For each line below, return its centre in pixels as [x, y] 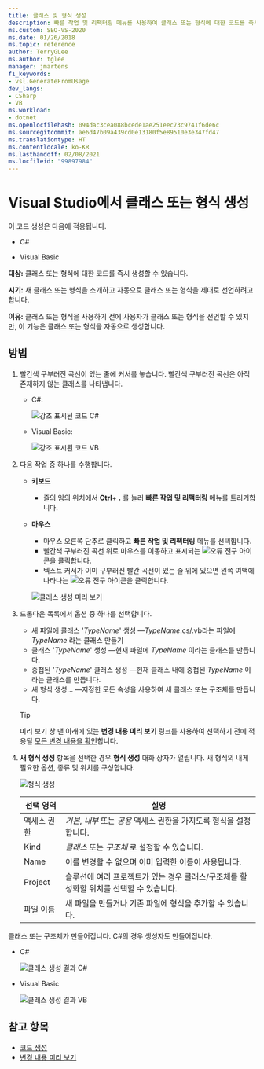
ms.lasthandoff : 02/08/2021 [54, 154]
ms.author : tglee [37, 60]
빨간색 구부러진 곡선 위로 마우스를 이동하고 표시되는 [122, 550]
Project [37, 882]
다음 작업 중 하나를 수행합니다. [66, 464]
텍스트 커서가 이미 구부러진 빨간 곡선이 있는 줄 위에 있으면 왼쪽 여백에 [149, 570]
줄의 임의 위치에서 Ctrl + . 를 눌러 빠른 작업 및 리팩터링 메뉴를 [136, 498]
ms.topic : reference [42, 45]
